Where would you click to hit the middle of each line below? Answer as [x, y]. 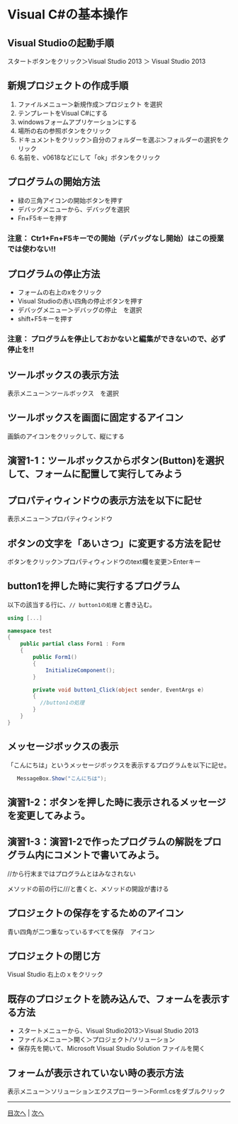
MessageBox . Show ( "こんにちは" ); [62, 778]
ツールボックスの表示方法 [63, 375]
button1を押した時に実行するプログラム [94, 586]
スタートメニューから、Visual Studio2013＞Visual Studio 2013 [108, 1031]
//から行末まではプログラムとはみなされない [72, 874]
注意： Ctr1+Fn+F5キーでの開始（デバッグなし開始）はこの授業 [116, 238]
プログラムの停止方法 [54, 274]
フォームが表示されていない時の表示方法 [96, 1073]
